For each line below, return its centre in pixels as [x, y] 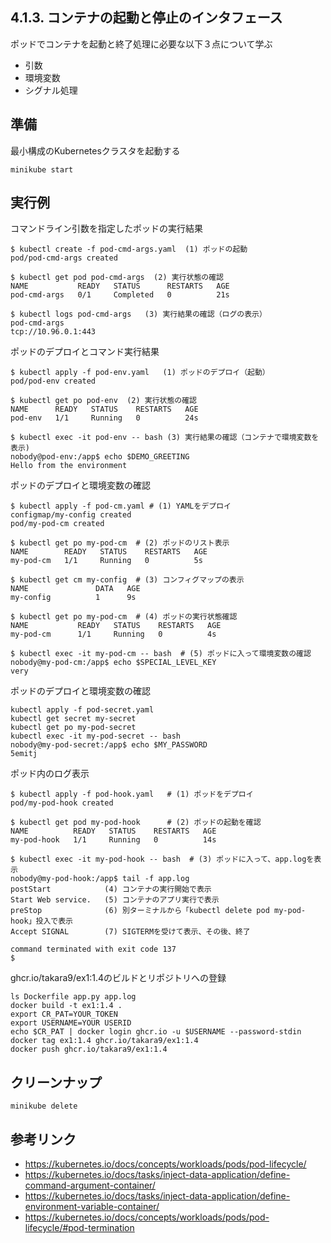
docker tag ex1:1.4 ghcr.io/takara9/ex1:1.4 [104, 1041]
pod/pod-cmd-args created [64, 258]
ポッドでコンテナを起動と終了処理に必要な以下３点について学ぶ [141, 44]
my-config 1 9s [73, 598]
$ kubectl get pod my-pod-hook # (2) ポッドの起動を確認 [136, 823]
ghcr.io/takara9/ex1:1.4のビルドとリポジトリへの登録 [118, 978]
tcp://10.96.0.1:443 [53, 332]
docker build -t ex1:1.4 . [66, 1006]
